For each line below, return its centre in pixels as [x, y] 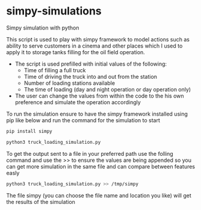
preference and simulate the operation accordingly [78, 102]
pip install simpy [29, 131]
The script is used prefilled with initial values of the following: [91, 64]
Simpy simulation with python [43, 28]
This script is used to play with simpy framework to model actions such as [98, 39]
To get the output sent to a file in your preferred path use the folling [90, 153]
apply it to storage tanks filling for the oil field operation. [76, 52]
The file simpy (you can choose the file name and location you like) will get [99, 195]
